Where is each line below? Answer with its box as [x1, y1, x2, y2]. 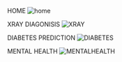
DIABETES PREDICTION [7, 33, 75, 42]
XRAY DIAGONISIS [7, 20, 61, 28]
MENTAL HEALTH [7, 47, 58, 55]
